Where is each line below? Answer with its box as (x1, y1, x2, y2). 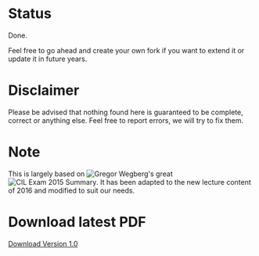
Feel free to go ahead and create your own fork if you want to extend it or (8, 45, 245, 55)
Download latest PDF (8, 213, 146, 231)
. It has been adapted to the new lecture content (96, 177, 252, 186)
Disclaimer (8, 81, 80, 99)
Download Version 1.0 (8, 239, 78, 248)
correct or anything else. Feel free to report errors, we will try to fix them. (8, 115, 244, 125)
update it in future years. (8, 54, 88, 63)
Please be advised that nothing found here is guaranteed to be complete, (8, 107, 244, 117)
